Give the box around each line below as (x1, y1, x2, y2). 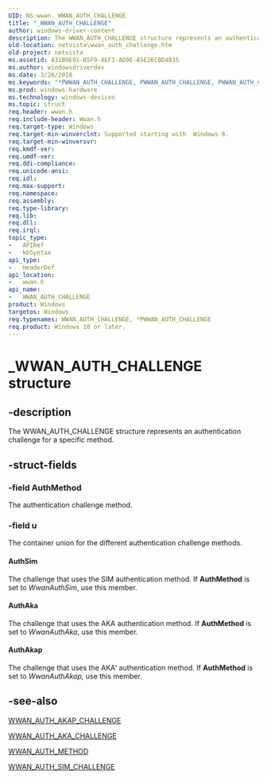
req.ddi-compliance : (8, 160, 77, 168)
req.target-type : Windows (8, 123, 94, 131)
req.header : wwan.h (8, 108, 73, 116)
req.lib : (8, 212, 37, 220)
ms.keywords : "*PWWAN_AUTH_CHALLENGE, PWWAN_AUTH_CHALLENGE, (8, 78, 215, 86)
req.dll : (8, 219, 37, 227)
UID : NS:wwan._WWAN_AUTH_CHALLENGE (8, 11, 126, 20)
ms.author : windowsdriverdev (8, 64, 105, 72)
